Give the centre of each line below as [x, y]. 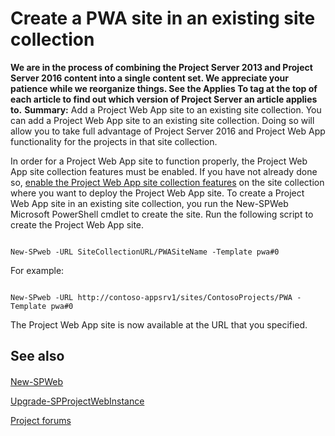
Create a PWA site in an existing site [163, 18]
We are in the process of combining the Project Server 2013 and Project [161, 67]
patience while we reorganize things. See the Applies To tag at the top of [164, 88]
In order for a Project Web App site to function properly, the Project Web [159, 161]
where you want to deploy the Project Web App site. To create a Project [157, 193]
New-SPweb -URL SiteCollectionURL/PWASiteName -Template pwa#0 [145, 252]
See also [37, 356]
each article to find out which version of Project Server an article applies [164, 99]
